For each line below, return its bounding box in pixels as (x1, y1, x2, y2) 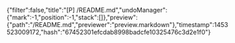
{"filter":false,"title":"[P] (6, 6, 76, 14)
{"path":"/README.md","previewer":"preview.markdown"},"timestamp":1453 (6, 21, 229, 28)
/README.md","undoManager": (76, 6, 167, 14)
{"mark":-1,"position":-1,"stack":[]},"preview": (6, 13, 138, 21)
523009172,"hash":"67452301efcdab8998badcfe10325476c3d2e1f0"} (6, 28, 211, 36)
